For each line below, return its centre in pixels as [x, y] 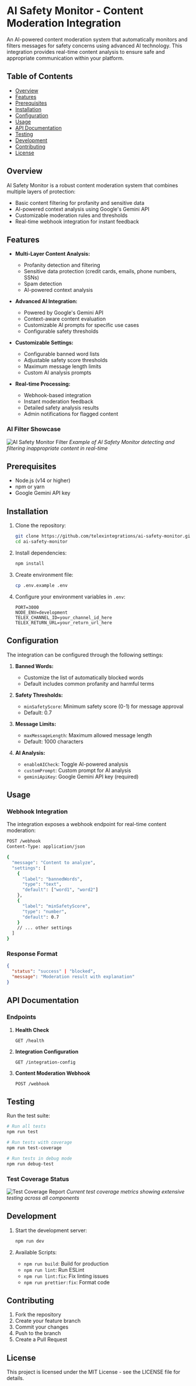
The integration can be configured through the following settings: [85, 655]
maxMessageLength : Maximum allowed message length [88, 735]
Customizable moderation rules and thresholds [71, 215]
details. [15, 1378]
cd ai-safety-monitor [41, 542]
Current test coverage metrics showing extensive [125, 1191]
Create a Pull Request [41, 1339]
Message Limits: [36, 724]
